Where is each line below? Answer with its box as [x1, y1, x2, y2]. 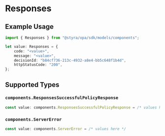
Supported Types [5, 80, 60, 89]
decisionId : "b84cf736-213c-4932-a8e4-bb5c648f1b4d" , [14, 58, 126, 63]
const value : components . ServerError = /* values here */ [5, 126, 126, 131]
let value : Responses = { [5, 44, 58, 49]
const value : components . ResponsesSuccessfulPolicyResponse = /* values [5, 105, 157, 110]
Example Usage [5, 23, 54, 31]
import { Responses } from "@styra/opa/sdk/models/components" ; [5, 35, 139, 40]
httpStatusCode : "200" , [14, 62, 63, 68]
